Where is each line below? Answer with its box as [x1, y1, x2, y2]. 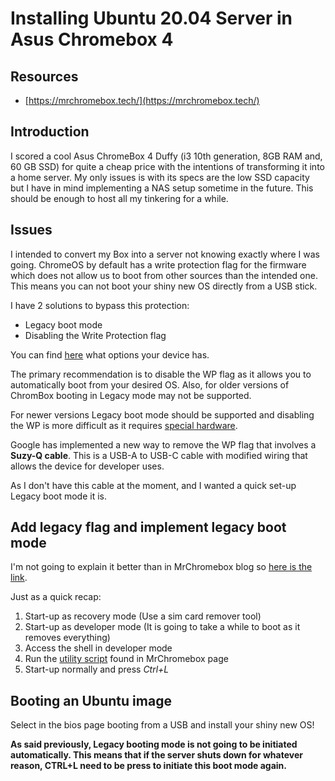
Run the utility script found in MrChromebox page [24, 653, 229, 665]
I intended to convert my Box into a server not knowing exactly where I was [10, 248, 320, 260]
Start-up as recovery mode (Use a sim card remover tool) [24, 610, 262, 622]
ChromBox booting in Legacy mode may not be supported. [10, 389, 252, 401]
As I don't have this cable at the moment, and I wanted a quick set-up [10, 479, 297, 491]
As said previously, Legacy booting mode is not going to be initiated [10, 738, 298, 751]
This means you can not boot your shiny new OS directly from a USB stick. [10, 280, 318, 292]
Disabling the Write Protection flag [24, 329, 167, 341]
